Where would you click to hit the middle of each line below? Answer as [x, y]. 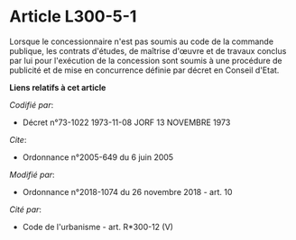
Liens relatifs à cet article [58, 87]
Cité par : [26, 209]
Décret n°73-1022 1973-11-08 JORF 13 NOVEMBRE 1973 [126, 122]
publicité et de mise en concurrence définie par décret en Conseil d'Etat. [144, 70]
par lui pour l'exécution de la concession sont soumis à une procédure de [146, 60]
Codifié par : [32, 104]
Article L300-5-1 [73, 17]
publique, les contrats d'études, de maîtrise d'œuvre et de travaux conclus [148, 50]
